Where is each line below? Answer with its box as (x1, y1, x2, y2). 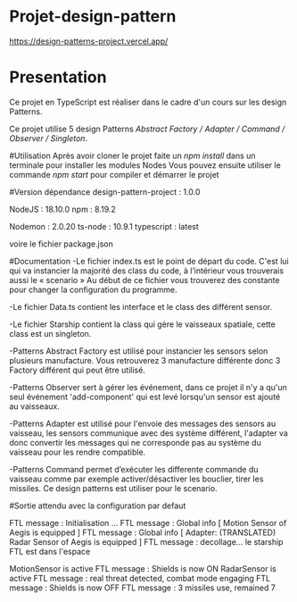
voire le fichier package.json (9, 238, 113, 249)
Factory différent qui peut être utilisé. (9, 364, 145, 375)
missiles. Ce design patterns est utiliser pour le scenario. (9, 482, 218, 493)
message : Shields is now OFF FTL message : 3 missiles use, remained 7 (9, 582, 276, 593)
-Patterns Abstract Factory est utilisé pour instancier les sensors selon (9, 346, 268, 356)
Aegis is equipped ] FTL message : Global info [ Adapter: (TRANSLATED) (9, 527, 276, 538)
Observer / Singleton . (9, 132, 87, 144)
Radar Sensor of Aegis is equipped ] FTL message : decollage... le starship (9, 536, 284, 547)
